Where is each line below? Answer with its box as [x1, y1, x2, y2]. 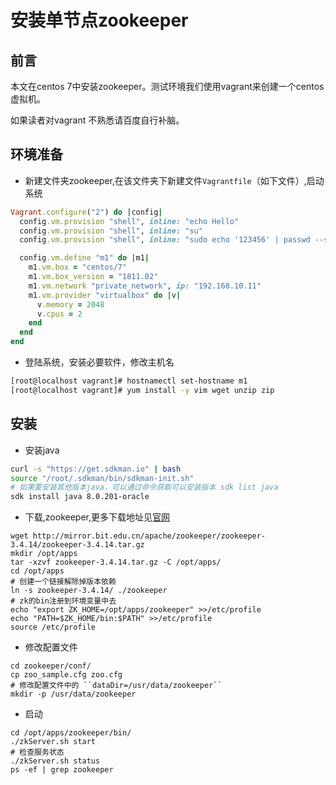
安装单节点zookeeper [10, 9, 189, 32]
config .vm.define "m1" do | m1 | [19, 253, 150, 263]
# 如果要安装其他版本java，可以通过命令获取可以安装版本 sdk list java [10, 482, 279, 493]
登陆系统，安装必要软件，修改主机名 [24, 356, 175, 368]
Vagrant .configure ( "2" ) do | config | [10, 207, 163, 217]
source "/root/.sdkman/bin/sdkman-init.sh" [10, 473, 195, 483]
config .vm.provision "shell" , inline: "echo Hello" [19, 216, 240, 226]
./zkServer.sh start [10, 737, 97, 747]
